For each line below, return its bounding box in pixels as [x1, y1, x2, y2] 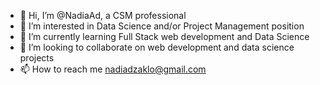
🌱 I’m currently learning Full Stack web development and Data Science [19, 31, 310, 42]
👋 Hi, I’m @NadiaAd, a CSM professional [19, 10, 187, 21]
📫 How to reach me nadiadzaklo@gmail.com [19, 63, 207, 75]
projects [19, 52, 55, 64]
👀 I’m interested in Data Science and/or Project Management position [19, 20, 305, 32]
